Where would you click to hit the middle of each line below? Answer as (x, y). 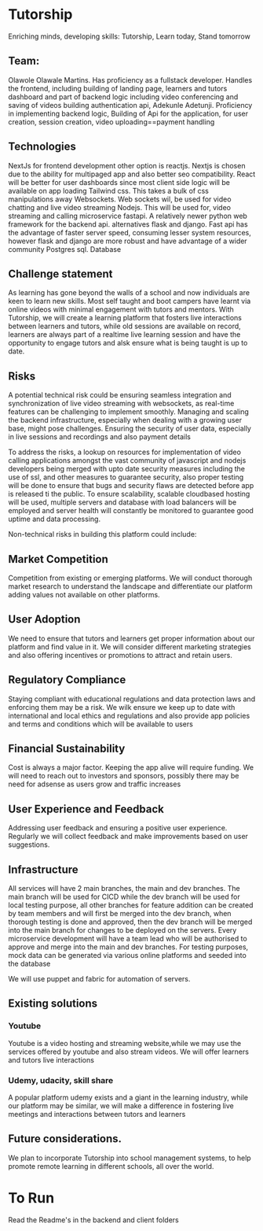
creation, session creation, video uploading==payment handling (111, 122)
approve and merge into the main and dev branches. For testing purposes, (128, 947)
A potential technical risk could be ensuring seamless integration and (120, 395)
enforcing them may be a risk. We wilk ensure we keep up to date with (122, 707)
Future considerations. (65, 1139)
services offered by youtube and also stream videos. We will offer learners (129, 1052)
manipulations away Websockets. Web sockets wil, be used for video (120, 199)
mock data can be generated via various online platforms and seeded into (128, 956)
